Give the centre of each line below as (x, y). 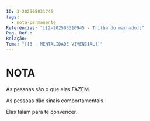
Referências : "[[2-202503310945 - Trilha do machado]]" (75, 28)
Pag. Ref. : (19, 33)
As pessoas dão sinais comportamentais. (55, 101)
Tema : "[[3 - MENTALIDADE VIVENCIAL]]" (55, 44)
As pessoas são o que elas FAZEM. (48, 89)
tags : (13, 17)
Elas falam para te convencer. (42, 112)
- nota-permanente (34, 22)
